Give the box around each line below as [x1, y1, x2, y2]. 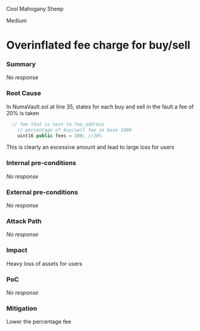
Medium [6, 17, 27, 24]
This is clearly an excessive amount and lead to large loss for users [6, 143, 174, 151]
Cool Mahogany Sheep [6, 5, 64, 12]
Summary [6, 60, 36, 69]
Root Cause [6, 89, 41, 98]
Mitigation [6, 304, 38, 313]
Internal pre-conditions [6, 158, 77, 167]
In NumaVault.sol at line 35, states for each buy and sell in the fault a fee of [6, 103, 195, 110]
